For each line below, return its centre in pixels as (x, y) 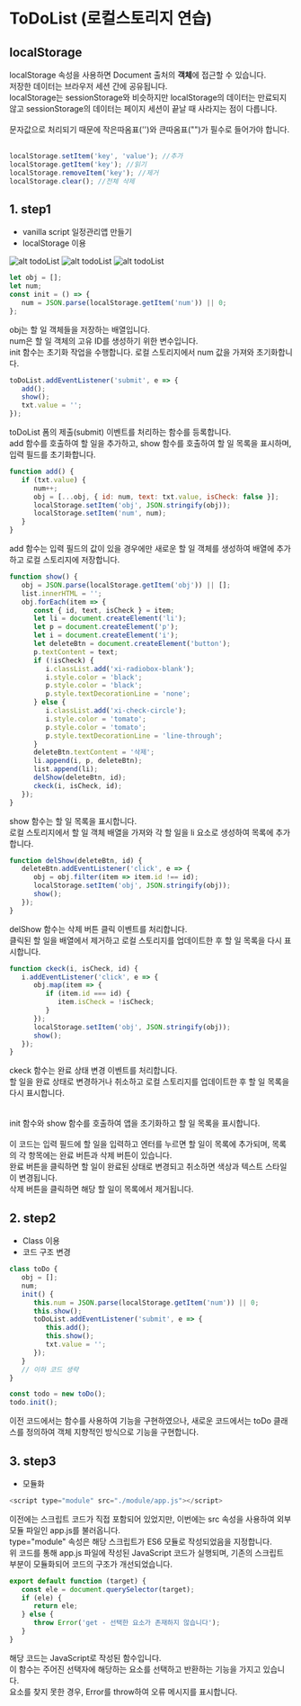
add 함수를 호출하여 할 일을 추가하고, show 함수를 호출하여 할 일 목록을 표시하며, (150, 444)
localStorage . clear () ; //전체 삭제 (72, 181)
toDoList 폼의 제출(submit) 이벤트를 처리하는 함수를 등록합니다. (120, 432)
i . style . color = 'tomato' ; (96, 719)
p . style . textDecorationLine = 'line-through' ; (134, 736)
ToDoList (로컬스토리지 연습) (111, 18)
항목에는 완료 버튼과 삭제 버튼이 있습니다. (100, 1155)
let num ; (26, 286)
